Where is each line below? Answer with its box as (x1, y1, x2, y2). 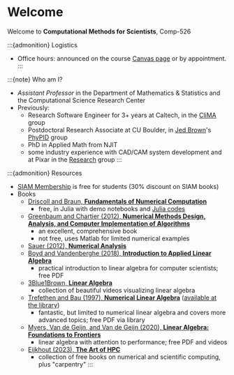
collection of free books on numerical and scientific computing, (38, 353, 221, 361)
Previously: (17, 103, 50, 112)
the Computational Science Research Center (17, 95, 146, 105)
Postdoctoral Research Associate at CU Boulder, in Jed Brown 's (27, 125, 212, 134)
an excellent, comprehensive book (38, 227, 138, 235)
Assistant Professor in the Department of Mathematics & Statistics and (17, 89, 221, 97)
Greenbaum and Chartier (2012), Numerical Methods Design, (27, 212, 206, 220)
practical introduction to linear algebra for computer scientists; (38, 263, 219, 272)
